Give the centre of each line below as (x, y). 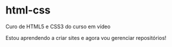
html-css (28, 10)
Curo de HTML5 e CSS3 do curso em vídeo (58, 26)
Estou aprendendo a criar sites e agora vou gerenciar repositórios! (86, 38)
